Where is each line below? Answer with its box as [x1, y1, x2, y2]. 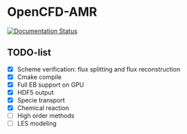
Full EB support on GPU [17, 80, 84, 89]
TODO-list [7, 47, 52, 58]
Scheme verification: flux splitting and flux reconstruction [17, 65, 181, 73]
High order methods [17, 111, 75, 120]
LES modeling [17, 120, 57, 128]
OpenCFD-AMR [7, 4, 98, 20]
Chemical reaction [17, 104, 70, 112]
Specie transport [17, 96, 66, 104]
